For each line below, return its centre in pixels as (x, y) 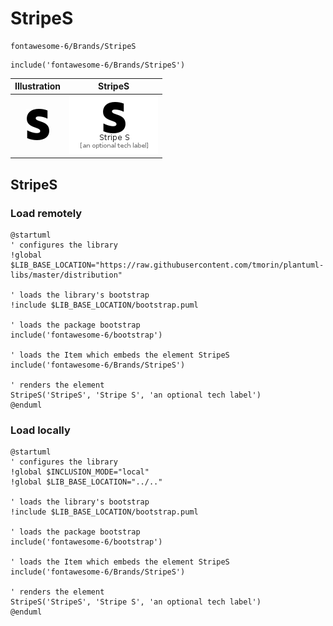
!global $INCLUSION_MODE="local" (80, 472)
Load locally (40, 430)
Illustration (38, 86)
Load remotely (46, 213)
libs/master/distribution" (66, 275)
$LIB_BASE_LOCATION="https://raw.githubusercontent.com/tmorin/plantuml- (167, 265)
